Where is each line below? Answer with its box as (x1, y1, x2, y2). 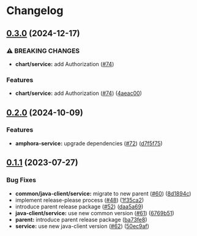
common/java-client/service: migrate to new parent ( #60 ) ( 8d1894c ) (15, 189, 191, 197)
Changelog (6, 4, 64, 18)
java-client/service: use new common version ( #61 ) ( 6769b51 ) (15, 209, 174, 216)
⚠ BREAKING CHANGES (6, 47, 80, 55)
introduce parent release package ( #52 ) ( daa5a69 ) (15, 203, 144, 210)
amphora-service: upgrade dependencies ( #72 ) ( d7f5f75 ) (15, 139, 163, 147)
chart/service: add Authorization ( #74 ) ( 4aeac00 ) (15, 89, 143, 97)
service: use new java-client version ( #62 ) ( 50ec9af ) (15, 222, 150, 230)
